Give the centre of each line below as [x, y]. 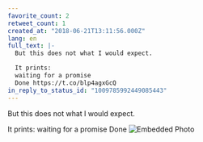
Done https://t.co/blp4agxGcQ [66, 83]
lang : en [22, 38]
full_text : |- [32, 46]
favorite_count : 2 [38, 16]
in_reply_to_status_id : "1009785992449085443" [87, 90]
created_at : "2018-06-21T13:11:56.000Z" [77, 31]
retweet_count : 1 [37, 23]
